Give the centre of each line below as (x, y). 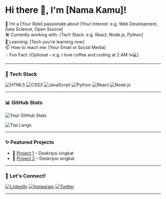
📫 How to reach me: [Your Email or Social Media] (56, 47)
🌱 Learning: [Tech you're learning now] (45, 42)
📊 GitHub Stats (24, 102)
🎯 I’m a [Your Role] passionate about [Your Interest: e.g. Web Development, (82, 24)
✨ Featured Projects (30, 142)
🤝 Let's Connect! (25, 176)
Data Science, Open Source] (34, 29)
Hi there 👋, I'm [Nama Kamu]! (66, 10)
